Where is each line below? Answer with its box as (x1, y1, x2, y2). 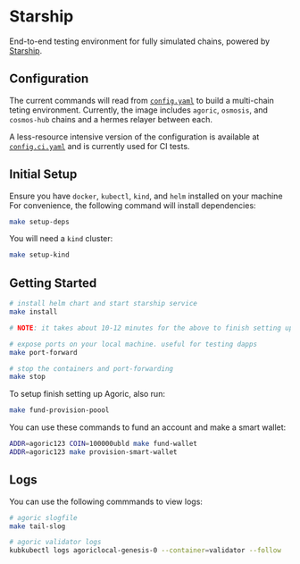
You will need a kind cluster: (9, 233, 113, 244)
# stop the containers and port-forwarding (9, 364, 174, 373)
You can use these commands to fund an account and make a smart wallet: (9, 422, 287, 433)
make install (9, 307, 58, 316)
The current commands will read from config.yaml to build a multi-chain (9, 95, 274, 105)
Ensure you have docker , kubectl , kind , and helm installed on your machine (9, 190, 283, 201)
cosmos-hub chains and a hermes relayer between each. (9, 114, 212, 124)
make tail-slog (9, 521, 66, 531)
